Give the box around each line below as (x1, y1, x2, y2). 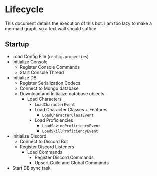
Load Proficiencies (34, 117, 73, 123)
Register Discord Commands (34, 154, 94, 160)
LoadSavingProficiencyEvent (42, 123, 101, 128)
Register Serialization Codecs (19, 80, 81, 86)
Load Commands (27, 149, 63, 155)
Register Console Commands (19, 64, 80, 70)
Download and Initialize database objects (19, 90, 105, 96)
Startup (5, 40, 29, 49)
